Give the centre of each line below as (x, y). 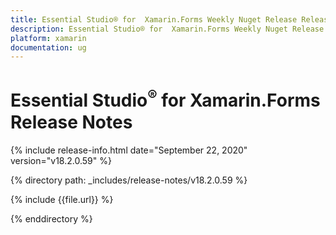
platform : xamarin (48, 38)
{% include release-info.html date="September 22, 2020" (129, 150)
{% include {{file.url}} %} (62, 199)
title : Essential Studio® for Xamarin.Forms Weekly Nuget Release (154, 19)
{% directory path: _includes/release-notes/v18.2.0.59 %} (129, 180)
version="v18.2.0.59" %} (61, 160)
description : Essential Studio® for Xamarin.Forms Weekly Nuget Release (167, 29)
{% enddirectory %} (51, 218)
